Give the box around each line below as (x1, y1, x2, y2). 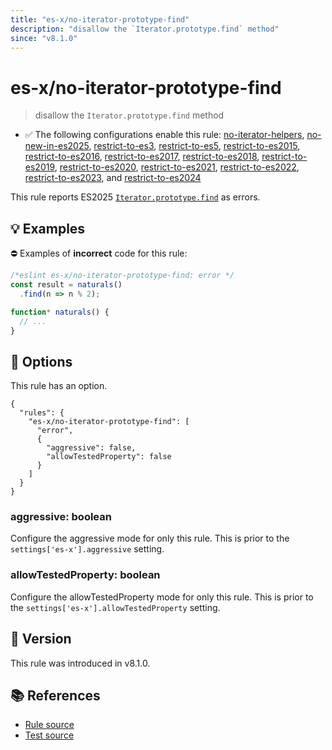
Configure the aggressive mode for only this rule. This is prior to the (10, 532, 290, 545)
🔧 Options (10, 353, 73, 370)
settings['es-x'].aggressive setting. (10, 543, 165, 555)
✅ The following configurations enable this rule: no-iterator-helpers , (24, 129, 305, 141)
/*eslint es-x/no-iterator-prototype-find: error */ (10, 271, 235, 281)
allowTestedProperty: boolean (10, 568, 161, 582)
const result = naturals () (10, 280, 123, 290)
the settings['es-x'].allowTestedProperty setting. (10, 601, 221, 613)
